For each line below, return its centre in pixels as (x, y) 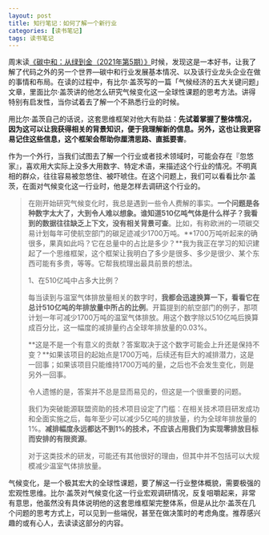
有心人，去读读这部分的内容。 (78, 523)
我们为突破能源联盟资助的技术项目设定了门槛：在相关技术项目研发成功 (144, 409)
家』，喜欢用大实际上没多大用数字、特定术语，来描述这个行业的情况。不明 (129, 166)
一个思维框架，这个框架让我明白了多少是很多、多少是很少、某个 (147, 253)
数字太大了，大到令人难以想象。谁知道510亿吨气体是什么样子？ (139, 213)
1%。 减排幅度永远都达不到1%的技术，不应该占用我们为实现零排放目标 (143, 429)
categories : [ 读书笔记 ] (45, 30)
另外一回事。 (49, 375)
